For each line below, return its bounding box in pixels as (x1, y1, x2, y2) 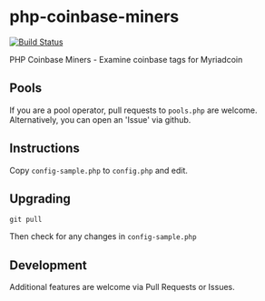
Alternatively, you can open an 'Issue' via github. (9, 114, 191, 125)
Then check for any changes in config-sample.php (9, 231, 197, 242)
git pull (9, 216, 43, 225)
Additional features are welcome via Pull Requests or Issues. (9, 282, 235, 293)
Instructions (9, 141, 80, 156)
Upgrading (9, 191, 71, 206)
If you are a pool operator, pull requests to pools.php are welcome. (9, 105, 258, 115)
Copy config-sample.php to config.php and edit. (9, 165, 189, 176)
